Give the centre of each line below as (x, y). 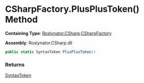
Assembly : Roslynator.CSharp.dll (39, 42)
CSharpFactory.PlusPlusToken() (72, 9)
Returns (15, 64)
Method (21, 20)
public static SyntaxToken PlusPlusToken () (51, 52)
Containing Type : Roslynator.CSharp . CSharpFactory (58, 33)
